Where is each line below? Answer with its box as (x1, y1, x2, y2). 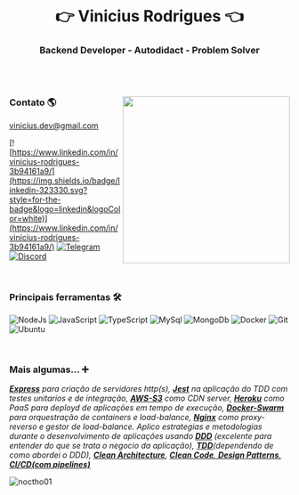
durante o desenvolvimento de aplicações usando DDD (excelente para (9, 431, 272, 442)
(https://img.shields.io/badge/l (9, 174, 120, 186)
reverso (9, 421, 37, 432)
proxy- (240, 412, 265, 423)
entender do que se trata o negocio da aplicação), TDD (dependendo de (9, 441, 274, 451)
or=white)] (9, 213, 48, 223)
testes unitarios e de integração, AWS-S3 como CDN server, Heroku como (9, 393, 285, 404)
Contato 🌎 (9, 96, 57, 109)
